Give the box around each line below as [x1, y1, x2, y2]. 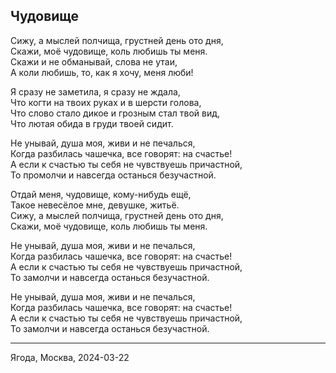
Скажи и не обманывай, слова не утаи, [10, 55, 178, 68]
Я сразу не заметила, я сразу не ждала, [10, 85, 181, 98]
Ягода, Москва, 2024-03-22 [10, 351, 130, 363]
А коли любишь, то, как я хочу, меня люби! [10, 66, 194, 78]
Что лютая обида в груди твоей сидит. [10, 117, 174, 129]
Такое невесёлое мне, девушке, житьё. [10, 199, 180, 211]
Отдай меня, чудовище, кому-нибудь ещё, [10, 188, 192, 200]
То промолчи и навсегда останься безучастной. [10, 169, 217, 181]
